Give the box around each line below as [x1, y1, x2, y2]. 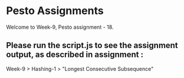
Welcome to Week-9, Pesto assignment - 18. [6, 23, 114, 30]
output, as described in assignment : [6, 50, 143, 60]
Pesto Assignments [6, 4, 104, 18]
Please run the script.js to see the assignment [6, 40, 178, 50]
